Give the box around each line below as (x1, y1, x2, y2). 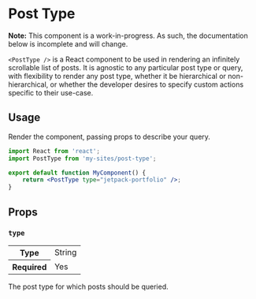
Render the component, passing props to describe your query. (8, 132, 211, 141)
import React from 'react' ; (8, 147, 101, 155)
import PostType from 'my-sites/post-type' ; (8, 155, 157, 163)
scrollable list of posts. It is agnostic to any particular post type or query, (8, 62, 243, 72)
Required (12, 261, 47, 272)
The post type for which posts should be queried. (8, 282, 169, 291)
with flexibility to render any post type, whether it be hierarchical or (8, 71, 227, 80)
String (54, 247, 77, 258)
